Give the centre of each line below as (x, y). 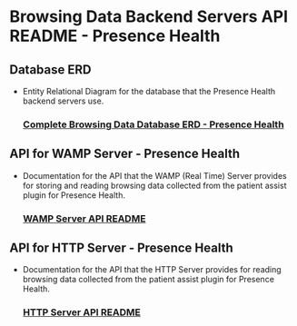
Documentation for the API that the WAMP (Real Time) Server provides (155, 175)
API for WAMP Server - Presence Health (125, 154)
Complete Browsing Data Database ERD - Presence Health (153, 124)
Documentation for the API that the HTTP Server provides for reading (152, 270)
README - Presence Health (115, 36)
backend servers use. (63, 101)
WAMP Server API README (84, 218)
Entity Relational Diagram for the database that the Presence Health (149, 91)
